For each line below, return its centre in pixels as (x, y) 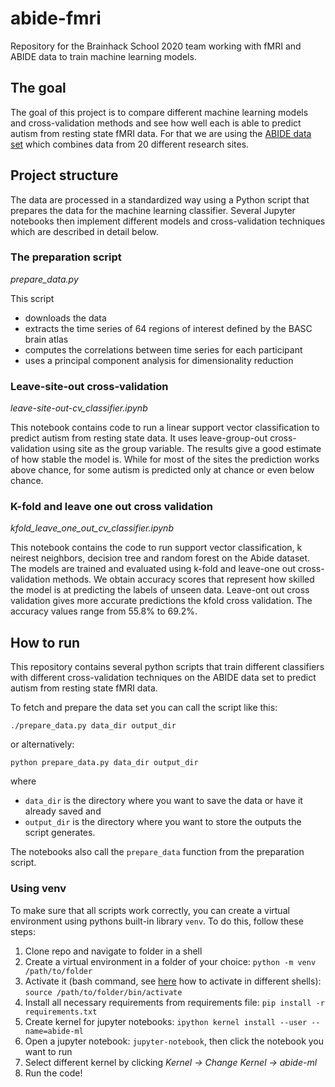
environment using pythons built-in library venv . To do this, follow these (157, 921)
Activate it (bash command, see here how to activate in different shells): (173, 981)
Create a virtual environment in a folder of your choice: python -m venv (170, 961)
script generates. (60, 833)
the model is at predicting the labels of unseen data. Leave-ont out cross (160, 590)
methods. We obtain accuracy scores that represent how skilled (183, 579)
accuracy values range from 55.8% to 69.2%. (104, 611)
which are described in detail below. (84, 231)
